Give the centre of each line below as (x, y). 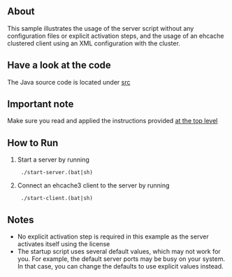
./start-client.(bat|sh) (57, 199)
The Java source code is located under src (69, 82)
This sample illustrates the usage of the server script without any (101, 28)
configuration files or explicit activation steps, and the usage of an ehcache (116, 36)
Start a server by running (53, 159)
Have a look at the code (59, 65)
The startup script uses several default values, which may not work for (119, 252)
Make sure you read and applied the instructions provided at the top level (113, 121)
